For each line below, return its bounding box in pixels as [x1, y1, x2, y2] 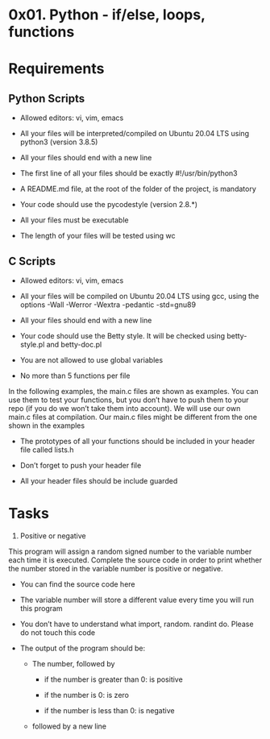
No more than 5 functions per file [19, 371, 131, 380]
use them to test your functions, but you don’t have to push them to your [8, 395, 249, 405]
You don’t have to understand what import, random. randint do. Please [19, 619, 254, 629]
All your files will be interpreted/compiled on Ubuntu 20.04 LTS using [19, 129, 250, 139]
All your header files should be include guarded [19, 476, 178, 485]
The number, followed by [31, 658, 115, 668]
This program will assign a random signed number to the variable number [8, 546, 252, 556]
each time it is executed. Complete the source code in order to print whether [8, 554, 262, 565]
